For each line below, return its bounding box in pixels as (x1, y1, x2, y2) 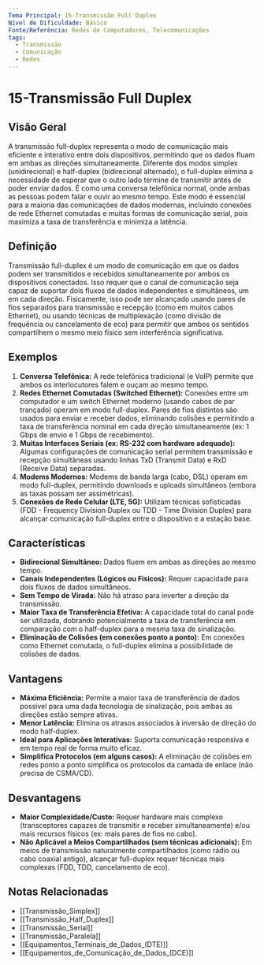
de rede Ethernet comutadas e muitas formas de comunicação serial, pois (8, 208, 248, 217)
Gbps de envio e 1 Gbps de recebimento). (19, 430, 155, 440)
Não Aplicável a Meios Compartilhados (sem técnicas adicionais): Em (19, 837, 252, 847)
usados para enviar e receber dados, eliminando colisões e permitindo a (19, 413, 255, 422)
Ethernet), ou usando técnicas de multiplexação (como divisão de (8, 310, 221, 320)
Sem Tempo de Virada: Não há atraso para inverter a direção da (19, 591, 229, 600)
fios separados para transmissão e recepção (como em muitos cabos (8, 302, 234, 312)
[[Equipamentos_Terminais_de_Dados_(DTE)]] (19, 939, 169, 949)
